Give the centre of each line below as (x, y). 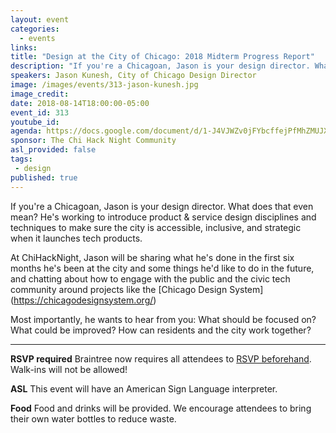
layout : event (40, 19)
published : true (44, 177)
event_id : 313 (40, 112)
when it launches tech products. (76, 238)
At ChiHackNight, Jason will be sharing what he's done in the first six (152, 257)
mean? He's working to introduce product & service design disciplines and (163, 217)
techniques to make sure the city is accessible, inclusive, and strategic (156, 227)
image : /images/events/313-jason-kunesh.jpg (104, 85)
